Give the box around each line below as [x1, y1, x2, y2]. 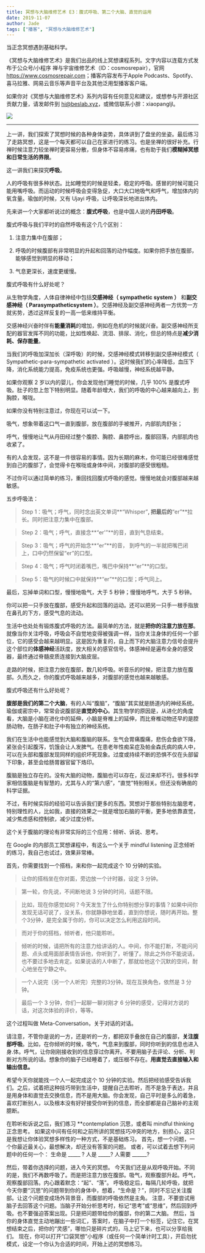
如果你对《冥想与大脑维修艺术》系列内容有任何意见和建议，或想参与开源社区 [6, 93, 199, 100]
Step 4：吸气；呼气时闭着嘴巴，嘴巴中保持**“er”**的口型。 [21, 562, 171, 570]
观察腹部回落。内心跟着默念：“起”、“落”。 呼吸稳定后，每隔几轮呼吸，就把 [6, 1179, 194, 1186]
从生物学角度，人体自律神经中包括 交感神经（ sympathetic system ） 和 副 [6, 293, 192, 301]
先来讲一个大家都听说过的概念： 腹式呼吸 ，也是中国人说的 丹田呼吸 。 [6, 208, 178, 215]
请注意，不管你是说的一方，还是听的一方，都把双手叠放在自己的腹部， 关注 [6, 1033, 193, 1040]
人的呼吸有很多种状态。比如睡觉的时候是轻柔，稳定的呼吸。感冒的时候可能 [6, 180, 193, 187]
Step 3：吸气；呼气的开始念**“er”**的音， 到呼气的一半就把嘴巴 [21, 542, 183, 549]
